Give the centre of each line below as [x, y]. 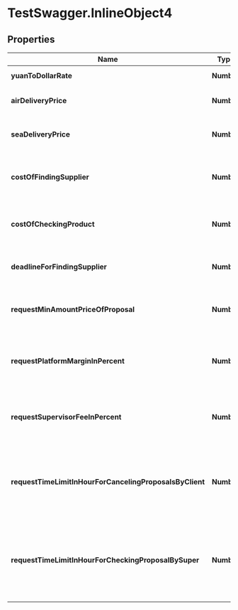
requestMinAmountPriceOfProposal [73, 309]
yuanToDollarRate [41, 76]
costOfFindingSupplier [50, 177]
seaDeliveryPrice [41, 134]
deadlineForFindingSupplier [59, 267]
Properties [31, 39]
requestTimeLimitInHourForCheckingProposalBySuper [105, 560]
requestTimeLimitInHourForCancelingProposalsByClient [108, 482]
